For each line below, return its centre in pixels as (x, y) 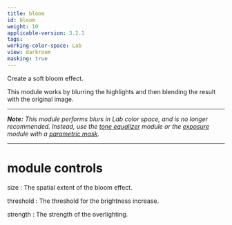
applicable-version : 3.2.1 (46, 33)
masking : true (28, 59)
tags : (15, 39)
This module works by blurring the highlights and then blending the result (112, 91)
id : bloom (21, 20)
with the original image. (40, 99)
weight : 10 (23, 26)
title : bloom (26, 13)
